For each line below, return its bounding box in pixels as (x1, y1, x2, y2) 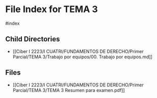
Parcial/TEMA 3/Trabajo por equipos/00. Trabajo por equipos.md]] (12, 54, 153, 60)
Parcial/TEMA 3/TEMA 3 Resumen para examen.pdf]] (12, 87, 125, 93)
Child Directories (5, 35, 60, 43)
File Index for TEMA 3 (5, 4, 98, 15)
